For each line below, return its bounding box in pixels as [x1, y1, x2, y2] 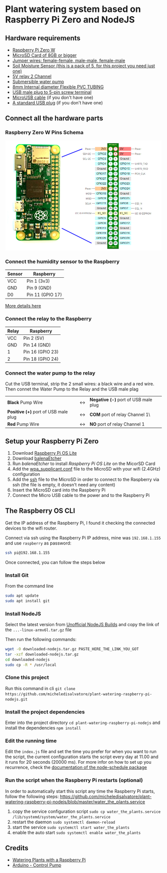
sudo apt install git [5, 598, 50, 603]
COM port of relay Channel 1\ [89, 411, 151, 417]
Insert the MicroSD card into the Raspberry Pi [12, 487, 106, 493]
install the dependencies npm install [5, 725, 81, 731]
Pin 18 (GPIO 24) [23, 356, 59, 362]
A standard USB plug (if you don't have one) [12, 100, 103, 105]
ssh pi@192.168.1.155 [5, 550, 50, 555]
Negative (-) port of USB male [89, 397, 153, 403]
